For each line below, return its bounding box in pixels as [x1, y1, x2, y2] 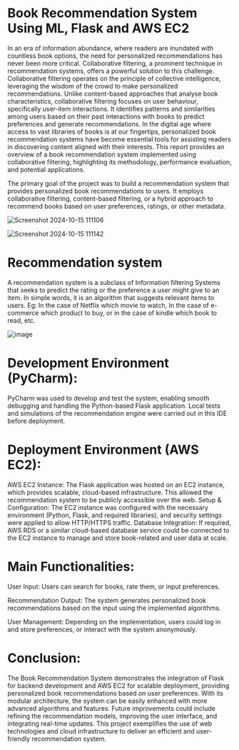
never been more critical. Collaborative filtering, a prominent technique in [7, 59, 223, 67]
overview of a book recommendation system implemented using [7, 150, 196, 159]
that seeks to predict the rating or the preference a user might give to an [7, 286, 220, 294]
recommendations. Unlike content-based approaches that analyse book [7, 89, 219, 98]
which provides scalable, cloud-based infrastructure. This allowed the [7, 488, 213, 496]
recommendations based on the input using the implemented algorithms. [7, 604, 221, 612]
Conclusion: [7, 650, 81, 666]
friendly [7, 734, 31, 743]
